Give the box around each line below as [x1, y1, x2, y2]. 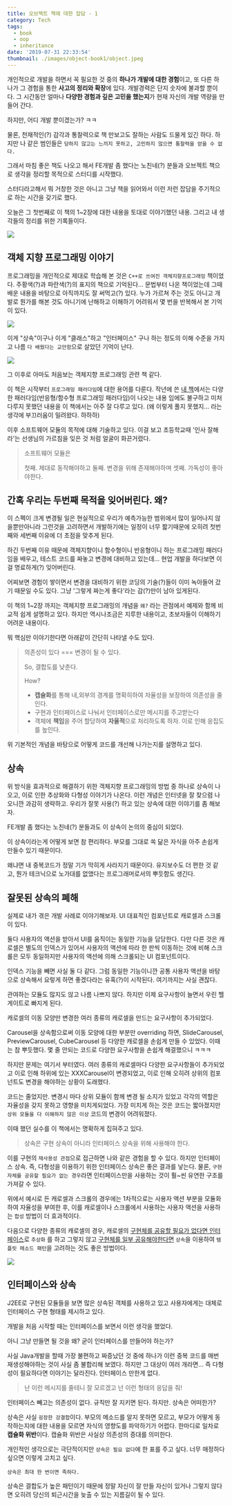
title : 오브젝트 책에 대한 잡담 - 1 [7, 10, 98, 17]
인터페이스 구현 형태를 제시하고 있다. [7, 1307, 105, 1315]
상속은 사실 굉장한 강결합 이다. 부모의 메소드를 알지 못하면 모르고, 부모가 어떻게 [7, 1413, 213, 1421]
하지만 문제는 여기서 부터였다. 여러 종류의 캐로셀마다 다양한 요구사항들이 [7, 1061, 201, 1068]
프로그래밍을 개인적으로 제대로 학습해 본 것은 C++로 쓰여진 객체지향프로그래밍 [7, 271, 206, 280]
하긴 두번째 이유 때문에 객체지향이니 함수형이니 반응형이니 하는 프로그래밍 [7, 546, 205, 555]
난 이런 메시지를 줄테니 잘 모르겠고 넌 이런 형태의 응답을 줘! [23, 1383, 183, 1391]
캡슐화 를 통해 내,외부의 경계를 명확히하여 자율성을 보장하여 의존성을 [34, 691, 215, 699]
